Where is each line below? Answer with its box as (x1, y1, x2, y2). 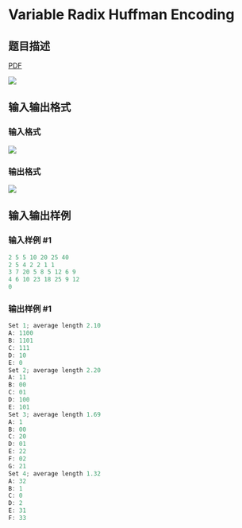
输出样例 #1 (8, 303, 52, 314)
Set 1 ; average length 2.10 (8, 322, 102, 330)
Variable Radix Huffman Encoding (8, 6, 235, 24)
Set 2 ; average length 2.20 (8, 366, 102, 375)
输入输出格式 (8, 101, 71, 115)
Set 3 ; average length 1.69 (8, 410, 102, 418)
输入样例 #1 (8, 235, 52, 246)
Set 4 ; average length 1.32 (8, 469, 102, 478)
